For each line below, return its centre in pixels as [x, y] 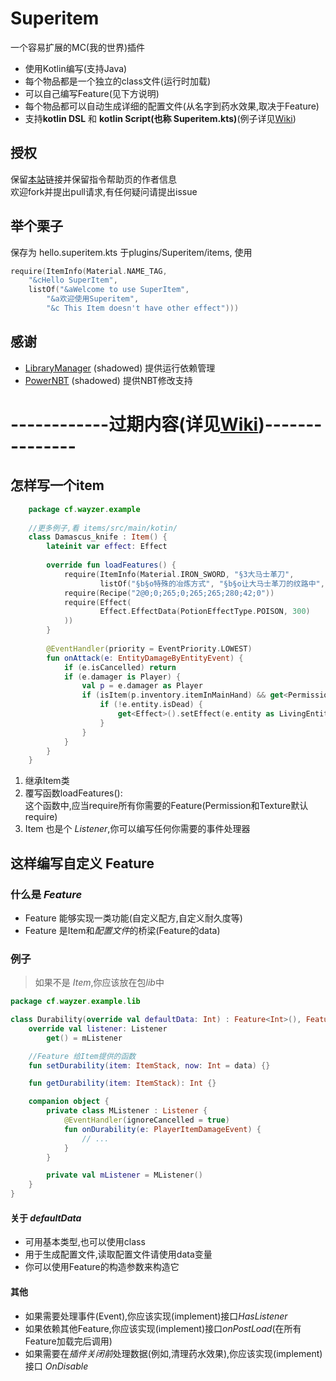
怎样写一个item [57, 485]
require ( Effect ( [97, 602]
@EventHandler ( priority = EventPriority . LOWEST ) [149, 648]
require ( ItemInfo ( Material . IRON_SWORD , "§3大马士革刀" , [179, 574]
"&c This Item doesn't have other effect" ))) [143, 308]
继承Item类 [47, 781]
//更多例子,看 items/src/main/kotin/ [103, 528]
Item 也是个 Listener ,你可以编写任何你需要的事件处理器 [137, 829]
